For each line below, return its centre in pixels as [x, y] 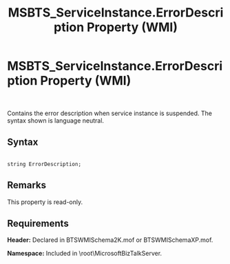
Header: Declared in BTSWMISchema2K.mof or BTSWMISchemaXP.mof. [110, 240]
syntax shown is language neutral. [56, 120]
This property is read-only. [45, 202]
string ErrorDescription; [44, 164]
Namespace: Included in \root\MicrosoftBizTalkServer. [85, 254]
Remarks [27, 185]
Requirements [38, 223]
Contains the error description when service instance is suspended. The [109, 113]
